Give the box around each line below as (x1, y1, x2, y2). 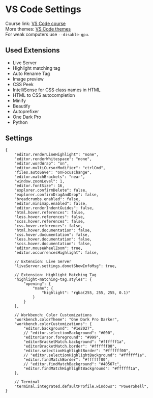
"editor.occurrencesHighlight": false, (14, 250, 99, 255)
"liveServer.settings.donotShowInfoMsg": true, (14, 263, 117, 269)
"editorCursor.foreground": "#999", (23, 335, 101, 340)
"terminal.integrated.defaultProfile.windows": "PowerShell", (14, 384, 149, 389)
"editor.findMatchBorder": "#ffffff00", (23, 357, 110, 362)
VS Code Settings (5, 4, 81, 15)
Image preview (12, 75, 44, 82)
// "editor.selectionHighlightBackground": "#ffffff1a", (23, 353, 146, 358)
